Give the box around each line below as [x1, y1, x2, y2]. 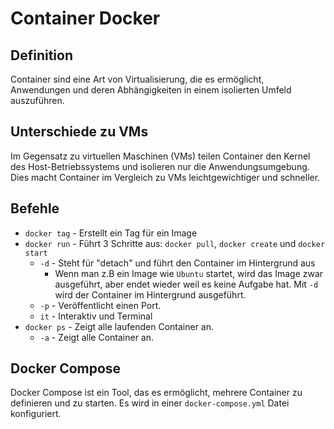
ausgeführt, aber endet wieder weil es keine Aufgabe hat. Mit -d [54, 278, 319, 290]
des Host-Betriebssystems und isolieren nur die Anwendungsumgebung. [10, 160, 310, 172]
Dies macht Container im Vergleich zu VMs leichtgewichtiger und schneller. [10, 171, 321, 183]
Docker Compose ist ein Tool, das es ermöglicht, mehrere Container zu [10, 387, 303, 399]
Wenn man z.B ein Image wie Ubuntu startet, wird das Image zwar [54, 267, 324, 279]
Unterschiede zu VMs [10, 123, 149, 141]
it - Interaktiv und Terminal [39, 310, 153, 322]
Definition [10, 47, 73, 64]
